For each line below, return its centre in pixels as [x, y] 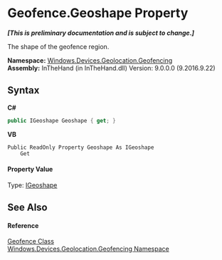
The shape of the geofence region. [58, 46]
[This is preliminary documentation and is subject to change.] [101, 33]
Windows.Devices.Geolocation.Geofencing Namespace [88, 249]
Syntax [23, 90]
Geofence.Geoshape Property [98, 13]
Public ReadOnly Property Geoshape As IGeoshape [81, 147]
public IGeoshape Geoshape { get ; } [62, 120]
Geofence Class [31, 241]
